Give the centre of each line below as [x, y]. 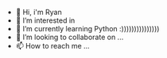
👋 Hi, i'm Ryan [39, 12]
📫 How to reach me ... [52, 46]
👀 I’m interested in [45, 20]
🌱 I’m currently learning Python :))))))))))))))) [87, 29]
